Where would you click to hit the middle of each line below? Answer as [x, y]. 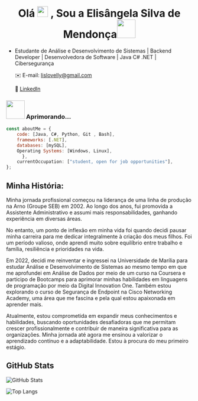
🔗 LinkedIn [27, 89]
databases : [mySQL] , [42, 145]
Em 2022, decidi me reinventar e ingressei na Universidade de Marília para [97, 260]
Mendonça [90, 35]
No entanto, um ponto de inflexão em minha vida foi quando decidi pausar [96, 230]
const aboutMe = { [29, 129]
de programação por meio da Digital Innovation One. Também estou [89, 286]
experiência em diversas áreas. [44, 219]
